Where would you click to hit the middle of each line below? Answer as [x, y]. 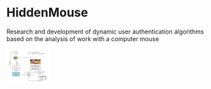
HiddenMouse [47, 13]
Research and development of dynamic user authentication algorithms [105, 31]
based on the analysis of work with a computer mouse [83, 38]
